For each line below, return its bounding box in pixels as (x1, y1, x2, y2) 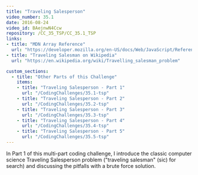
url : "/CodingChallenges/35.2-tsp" (21, 101, 110, 107)
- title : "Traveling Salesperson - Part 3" (16, 106, 126, 112)
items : (16, 79, 33, 85)
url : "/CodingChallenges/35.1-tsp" (21, 90, 110, 96)
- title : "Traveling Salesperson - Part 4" (16, 117, 126, 123)
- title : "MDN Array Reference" (6, 42, 85, 48)
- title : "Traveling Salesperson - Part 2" (16, 96, 126, 102)
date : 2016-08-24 (6, 19, 49, 25)
